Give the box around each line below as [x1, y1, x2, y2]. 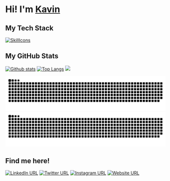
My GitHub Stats [5, 52, 59, 60]
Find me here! [5, 156, 50, 165]
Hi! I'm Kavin [5, 4, 60, 15]
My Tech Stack [5, 24, 53, 32]
